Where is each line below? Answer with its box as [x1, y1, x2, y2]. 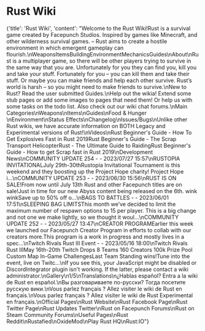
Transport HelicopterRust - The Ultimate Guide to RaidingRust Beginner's [6, 142, 191, 149]
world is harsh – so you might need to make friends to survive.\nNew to [6, 83, 187, 90]
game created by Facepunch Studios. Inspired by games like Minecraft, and [6, 31, 198, 38]
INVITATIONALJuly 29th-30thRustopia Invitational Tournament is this [6, 161, 180, 169]
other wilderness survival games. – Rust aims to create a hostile [6, 37, 168, 45]
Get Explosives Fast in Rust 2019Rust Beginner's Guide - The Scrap [6, 135, 177, 142]
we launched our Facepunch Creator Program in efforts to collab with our [6, 226, 191, 234]
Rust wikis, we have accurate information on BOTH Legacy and [6, 122, 166, 129]
